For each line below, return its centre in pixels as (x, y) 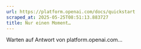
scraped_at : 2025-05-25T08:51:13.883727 (58, 17)
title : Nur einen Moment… (38, 23)
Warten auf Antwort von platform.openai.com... (64, 40)
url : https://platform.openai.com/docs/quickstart (71, 12)
